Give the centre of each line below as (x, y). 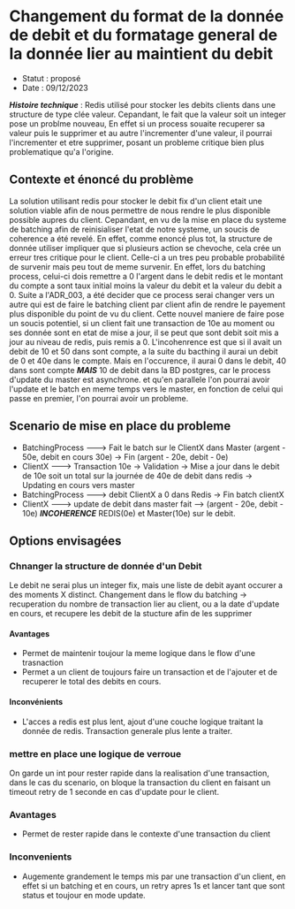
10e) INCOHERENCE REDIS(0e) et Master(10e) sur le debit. (129, 513)
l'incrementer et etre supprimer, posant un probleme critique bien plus (137, 142)
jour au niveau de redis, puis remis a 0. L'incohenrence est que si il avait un (146, 341)
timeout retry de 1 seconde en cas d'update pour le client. (114, 791)
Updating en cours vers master (78, 485)
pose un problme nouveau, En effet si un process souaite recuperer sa (137, 123)
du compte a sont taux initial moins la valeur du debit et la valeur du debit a (146, 286)
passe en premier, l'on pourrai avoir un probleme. (99, 398)
